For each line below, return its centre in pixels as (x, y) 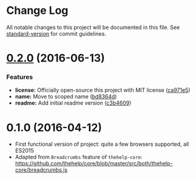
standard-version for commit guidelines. (56, 33)
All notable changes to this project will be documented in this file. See (93, 27)
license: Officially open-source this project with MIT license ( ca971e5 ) (103, 90)
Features (20, 77)
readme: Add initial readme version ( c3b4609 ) (73, 103)
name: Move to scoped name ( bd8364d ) (66, 97)
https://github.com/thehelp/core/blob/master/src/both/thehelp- (94, 163)
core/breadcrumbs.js (41, 170)
